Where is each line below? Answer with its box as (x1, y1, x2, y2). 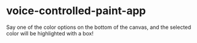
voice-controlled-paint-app (6, 4, 146, 18)
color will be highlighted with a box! (6, 29, 94, 37)
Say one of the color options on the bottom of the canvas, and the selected (6, 24, 192, 31)
